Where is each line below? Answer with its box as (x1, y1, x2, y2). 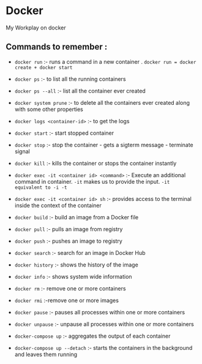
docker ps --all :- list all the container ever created (14, 87, 146, 94)
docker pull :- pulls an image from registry (14, 225, 123, 233)
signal (14, 148, 30, 155)
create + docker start (14, 64, 73, 70)
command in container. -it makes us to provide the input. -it (14, 178, 170, 185)
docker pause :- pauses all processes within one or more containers (14, 308, 185, 316)
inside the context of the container (14, 202, 102, 209)
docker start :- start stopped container (14, 129, 114, 137)
